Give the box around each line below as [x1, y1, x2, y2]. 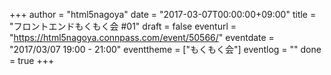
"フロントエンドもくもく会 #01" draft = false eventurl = [9, 20, 237, 32]
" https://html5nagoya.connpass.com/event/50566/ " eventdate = [9, 32, 275, 43]
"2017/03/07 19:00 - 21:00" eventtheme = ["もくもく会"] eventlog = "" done [9, 44, 322, 55]
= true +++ [9, 55, 55, 66]
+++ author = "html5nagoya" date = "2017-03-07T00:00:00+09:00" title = [9, 9, 317, 20]
